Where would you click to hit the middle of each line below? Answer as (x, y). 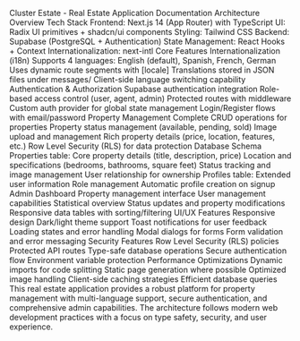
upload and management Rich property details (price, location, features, (142, 136)
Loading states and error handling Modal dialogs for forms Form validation (146, 231)
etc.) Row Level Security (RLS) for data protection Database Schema (136, 146)
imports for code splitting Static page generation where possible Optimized (148, 269)
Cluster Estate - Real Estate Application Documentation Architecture (135, 13)
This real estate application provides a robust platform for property (132, 289)
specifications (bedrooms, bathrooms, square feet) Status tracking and (140, 165)
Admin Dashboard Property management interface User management (137, 193)
